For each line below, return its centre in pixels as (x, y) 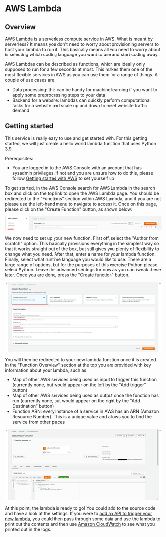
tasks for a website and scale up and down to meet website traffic (80, 105)
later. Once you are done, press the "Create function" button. (67, 275)
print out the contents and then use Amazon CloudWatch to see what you (80, 524)
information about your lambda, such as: (46, 370)
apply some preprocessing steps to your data (59, 95)
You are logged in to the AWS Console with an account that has (77, 168)
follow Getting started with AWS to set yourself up (63, 178)
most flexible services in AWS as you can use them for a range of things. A (81, 75)
